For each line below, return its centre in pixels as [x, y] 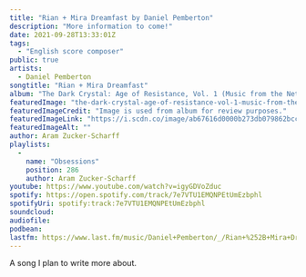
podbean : [26, 229]
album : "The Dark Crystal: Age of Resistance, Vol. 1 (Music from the [146, 94]
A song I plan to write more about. [73, 263]
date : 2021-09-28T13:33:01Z [63, 35]
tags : [20, 43]
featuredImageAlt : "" [51, 128]
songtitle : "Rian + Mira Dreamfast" [79, 85]
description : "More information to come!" [91, 26]
